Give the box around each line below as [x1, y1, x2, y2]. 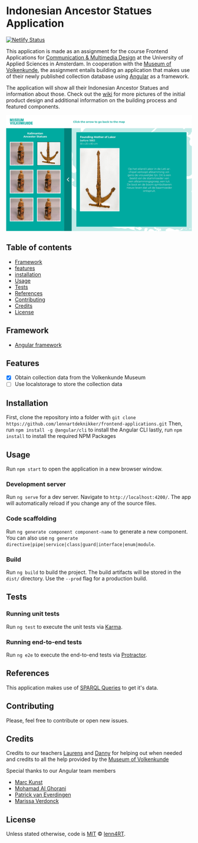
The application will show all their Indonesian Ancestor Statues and [6, 84, 169, 91]
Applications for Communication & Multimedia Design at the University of [6, 54, 184, 61]
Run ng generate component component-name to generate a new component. [6, 528, 189, 535]
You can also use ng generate [6, 534, 78, 541]
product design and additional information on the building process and [6, 96, 177, 104]
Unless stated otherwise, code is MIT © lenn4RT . [6, 831, 126, 838]
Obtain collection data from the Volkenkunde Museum [14, 374, 146, 381]
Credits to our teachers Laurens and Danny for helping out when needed [6, 750, 183, 757]
